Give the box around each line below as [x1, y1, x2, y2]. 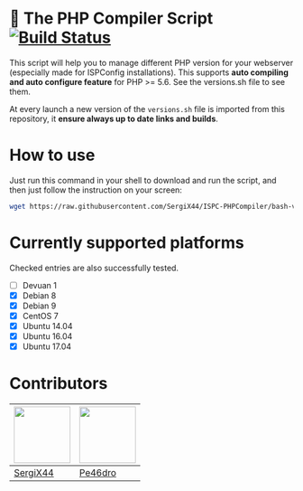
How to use [9, 145, 96, 165]
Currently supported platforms [9, 232, 245, 252]
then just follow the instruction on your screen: [9, 184, 183, 195]
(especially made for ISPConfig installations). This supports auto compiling [9, 67, 289, 78]
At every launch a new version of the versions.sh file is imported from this [9, 103, 286, 114]
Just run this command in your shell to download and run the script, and [9, 175, 277, 185]
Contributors [9, 373, 108, 394]
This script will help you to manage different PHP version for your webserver [9, 57, 294, 68]
